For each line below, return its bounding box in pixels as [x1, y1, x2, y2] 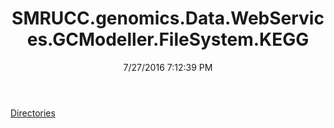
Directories [10, 107, 56, 119]
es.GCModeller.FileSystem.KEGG [26, 28, 310, 51]
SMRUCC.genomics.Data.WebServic [11, 7, 325, 30]
